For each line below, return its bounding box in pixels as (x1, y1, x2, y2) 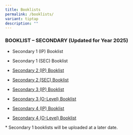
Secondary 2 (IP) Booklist (12, 67, 65, 73)
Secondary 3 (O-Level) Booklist (12, 96, 76, 102)
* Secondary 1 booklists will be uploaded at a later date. (5, 124, 118, 130)
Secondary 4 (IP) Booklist (12, 105, 65, 111)
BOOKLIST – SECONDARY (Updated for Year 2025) (5, 37, 129, 44)
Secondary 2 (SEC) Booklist (12, 77, 69, 82)
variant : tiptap (5, 16, 38, 21)
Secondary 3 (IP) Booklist (12, 86, 65, 92)
